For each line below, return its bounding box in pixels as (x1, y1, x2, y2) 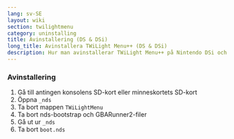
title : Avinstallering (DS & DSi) (7, 36, 109, 43)
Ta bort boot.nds (17, 125, 65, 133)
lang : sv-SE (7, 10, 42, 17)
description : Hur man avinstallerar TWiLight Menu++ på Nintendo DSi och (7, 50, 228, 57)
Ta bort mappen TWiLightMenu (17, 103, 104, 112)
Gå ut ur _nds (17, 118, 55, 126)
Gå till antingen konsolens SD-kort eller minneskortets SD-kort (17, 88, 198, 96)
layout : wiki (7, 17, 46, 24)
